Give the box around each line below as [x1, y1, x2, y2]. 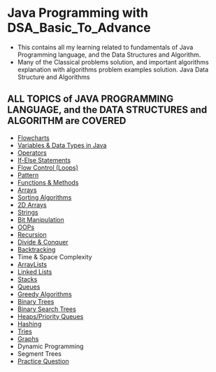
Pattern [17, 170, 39, 179]
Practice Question [17, 357, 70, 365]
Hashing [17, 319, 42, 328]
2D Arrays [17, 200, 47, 209]
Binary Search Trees [17, 305, 77, 313]
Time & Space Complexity [17, 252, 92, 261]
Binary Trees [17, 297, 55, 305]
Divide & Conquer [17, 237, 69, 246]
